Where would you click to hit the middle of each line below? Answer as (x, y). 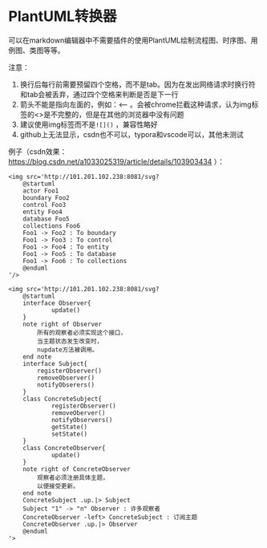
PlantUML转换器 (63, 16)
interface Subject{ (55, 363)
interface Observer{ (57, 303)
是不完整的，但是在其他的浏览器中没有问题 (114, 114)
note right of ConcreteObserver (77, 469)
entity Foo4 (42, 212)
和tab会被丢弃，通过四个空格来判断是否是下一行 (99, 94)
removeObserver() (66, 378)
